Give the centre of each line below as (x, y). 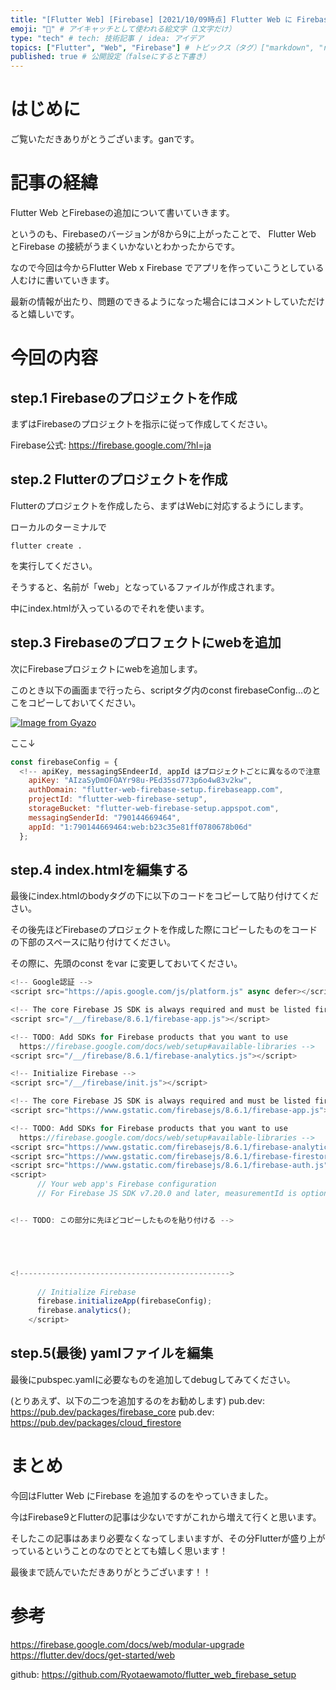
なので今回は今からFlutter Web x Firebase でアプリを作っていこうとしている (167, 267)
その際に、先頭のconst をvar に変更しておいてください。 (126, 963)
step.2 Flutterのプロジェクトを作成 (119, 479)
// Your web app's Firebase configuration (126, 1184)
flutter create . (46, 546)
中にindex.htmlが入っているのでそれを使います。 (110, 608)
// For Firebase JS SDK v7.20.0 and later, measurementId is (167, 1194)
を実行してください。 (54, 565)
